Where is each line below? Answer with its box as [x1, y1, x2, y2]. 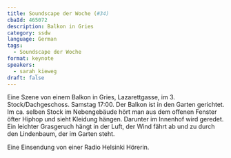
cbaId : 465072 [7, 17, 48, 23]
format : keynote [7, 55, 54, 62]
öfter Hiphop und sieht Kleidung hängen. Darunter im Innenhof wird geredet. [7, 115, 224, 124]
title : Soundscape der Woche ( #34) [7, 10, 110, 17]
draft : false [7, 74, 45, 81]
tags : [7, 42, 23, 49]
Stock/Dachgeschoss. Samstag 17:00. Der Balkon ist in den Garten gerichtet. [7, 101, 225, 109]
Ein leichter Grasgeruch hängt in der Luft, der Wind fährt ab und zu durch [7, 122, 215, 131]
